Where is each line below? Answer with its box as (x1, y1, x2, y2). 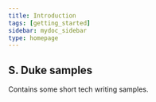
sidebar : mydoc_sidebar (8, 26, 88, 34)
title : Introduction (8, 11, 77, 20)
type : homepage (8, 33, 59, 42)
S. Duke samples (8, 63, 93, 76)
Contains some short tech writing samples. (8, 84, 149, 94)
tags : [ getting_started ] (8, 19, 91, 27)
